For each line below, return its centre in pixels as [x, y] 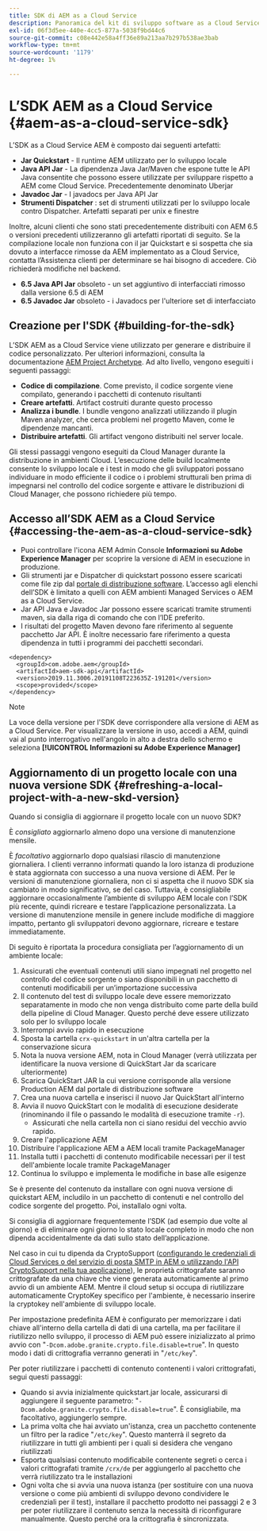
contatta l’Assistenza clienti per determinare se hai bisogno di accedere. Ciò [133, 260]
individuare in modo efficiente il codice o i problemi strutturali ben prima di [130, 476]
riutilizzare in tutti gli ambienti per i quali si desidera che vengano [126, 1443]
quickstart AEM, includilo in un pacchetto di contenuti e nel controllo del [126, 1197]
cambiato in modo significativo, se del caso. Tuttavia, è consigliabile [120, 889]
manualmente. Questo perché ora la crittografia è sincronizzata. [124, 1519]
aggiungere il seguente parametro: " [80, 1401]
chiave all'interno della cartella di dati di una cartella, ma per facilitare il [125, 1328]
